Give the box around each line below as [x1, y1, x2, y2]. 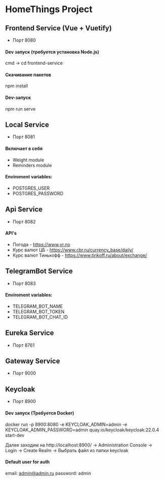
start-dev [5, 432, 25, 438]
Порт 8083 [12, 280, 36, 286]
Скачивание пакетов [5, 71, 51, 78]
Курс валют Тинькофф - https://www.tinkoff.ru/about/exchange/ [12, 252, 147, 258]
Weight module [12, 157, 44, 163]
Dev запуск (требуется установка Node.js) [5, 49, 99, 55]
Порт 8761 [12, 342, 35, 348]
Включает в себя [5, 145, 43, 152]
